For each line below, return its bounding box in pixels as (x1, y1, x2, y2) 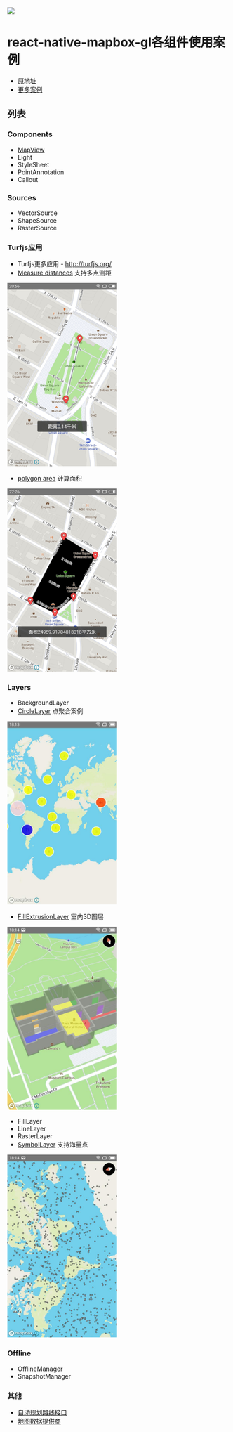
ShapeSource (17, 216, 58, 224)
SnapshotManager (17, 1372, 72, 1380)
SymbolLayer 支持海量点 (17, 1140, 88, 1148)
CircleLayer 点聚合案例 (17, 707, 84, 715)
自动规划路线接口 (17, 1408, 67, 1417)
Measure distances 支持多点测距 (17, 268, 112, 277)
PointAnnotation (17, 168, 65, 176)
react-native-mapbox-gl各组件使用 (7, 34, 213, 51)
